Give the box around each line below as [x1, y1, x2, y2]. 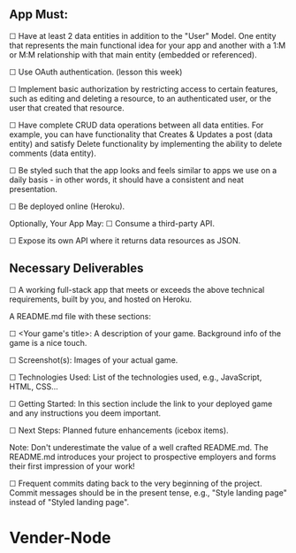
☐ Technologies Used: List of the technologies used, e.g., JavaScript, [9, 372, 262, 382]
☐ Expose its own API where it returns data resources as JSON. [9, 234, 241, 246]
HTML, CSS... [9, 380, 59, 392]
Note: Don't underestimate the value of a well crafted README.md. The [9, 442, 269, 452]
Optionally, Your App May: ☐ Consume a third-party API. [9, 218, 215, 228]
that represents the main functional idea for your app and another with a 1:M [9, 40, 286, 50]
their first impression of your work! [9, 460, 135, 472]
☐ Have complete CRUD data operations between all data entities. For [9, 119, 264, 130]
